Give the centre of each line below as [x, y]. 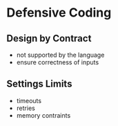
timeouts [29, 100]
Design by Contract [49, 38]
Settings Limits [39, 84]
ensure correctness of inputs [58, 62]
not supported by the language [60, 55]
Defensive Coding [59, 13]
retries [26, 108]
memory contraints [43, 115]
